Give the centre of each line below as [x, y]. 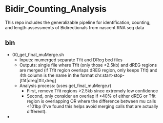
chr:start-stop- [109, 75]
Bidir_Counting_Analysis [56, 9]
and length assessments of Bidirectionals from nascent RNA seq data [75, 27]
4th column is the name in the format [57, 75]
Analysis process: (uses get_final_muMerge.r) [65, 86]
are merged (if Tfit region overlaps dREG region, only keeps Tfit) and [88, 70]
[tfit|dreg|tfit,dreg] [38, 80]
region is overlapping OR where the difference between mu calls [91, 101]
